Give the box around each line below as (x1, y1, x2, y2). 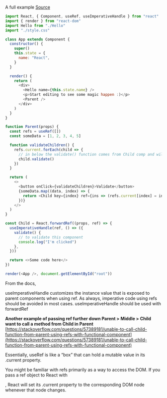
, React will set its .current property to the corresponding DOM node (5, 382, 145, 388)
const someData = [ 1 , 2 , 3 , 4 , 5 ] (9, 134, 81, 139)
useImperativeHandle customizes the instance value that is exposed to (5, 290, 150, 296)
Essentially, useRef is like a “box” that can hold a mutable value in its (5, 352, 145, 358)
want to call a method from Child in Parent (5, 321, 93, 327)
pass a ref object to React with (5, 372, 68, 378)
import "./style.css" (5, 27, 50, 33)
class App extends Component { (5, 37, 70, 42)
